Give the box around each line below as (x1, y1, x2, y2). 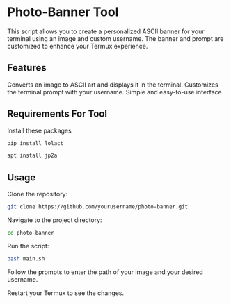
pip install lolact (7, 140, 64, 146)
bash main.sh (7, 255, 45, 262)
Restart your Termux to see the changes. (7, 289, 125, 297)
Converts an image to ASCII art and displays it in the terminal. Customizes (7, 81, 218, 89)
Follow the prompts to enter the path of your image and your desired (7, 268, 203, 276)
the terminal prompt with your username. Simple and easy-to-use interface (7, 87, 222, 96)
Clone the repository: (7, 190, 68, 199)
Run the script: (7, 242, 49, 250)
